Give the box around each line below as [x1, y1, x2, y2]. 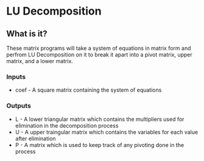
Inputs [6, 72, 26, 81]
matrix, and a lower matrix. [6, 58, 73, 64]
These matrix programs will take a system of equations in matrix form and [6, 44, 191, 52]
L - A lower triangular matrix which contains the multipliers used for [15, 115, 185, 123]
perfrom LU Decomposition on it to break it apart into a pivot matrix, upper [6, 51, 193, 58]
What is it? [6, 29, 47, 39]
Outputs [6, 101, 32, 110]
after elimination [15, 135, 56, 142]
